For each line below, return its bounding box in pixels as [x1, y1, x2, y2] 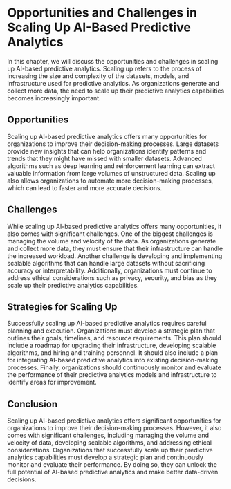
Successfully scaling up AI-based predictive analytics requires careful [7, 320, 207, 328]
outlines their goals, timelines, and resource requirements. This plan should [7, 334, 221, 342]
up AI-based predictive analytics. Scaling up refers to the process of [7, 64, 202, 73]
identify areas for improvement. [7, 378, 97, 387]
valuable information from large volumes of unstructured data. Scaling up [7, 169, 216, 177]
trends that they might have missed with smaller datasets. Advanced [7, 154, 203, 163]
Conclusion [7, 398, 58, 409]
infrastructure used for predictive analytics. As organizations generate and [7, 79, 220, 87]
